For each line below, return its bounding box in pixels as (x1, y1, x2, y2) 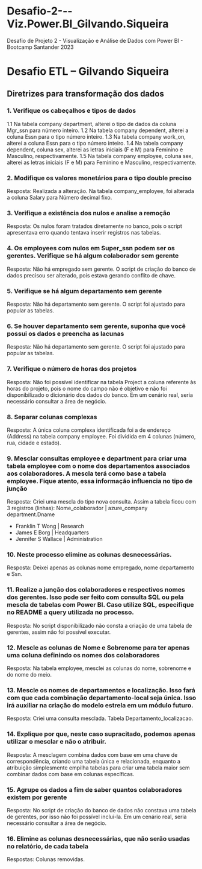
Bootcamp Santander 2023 (7, 43, 74, 51)
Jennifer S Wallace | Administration (15, 536, 103, 543)
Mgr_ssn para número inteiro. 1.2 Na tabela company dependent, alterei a (7, 127, 189, 134)
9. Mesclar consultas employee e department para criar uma (7, 454, 187, 463)
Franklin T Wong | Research (15, 523, 85, 530)
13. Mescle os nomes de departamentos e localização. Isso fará (7, 686, 195, 694)
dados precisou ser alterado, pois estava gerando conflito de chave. (7, 271, 176, 279)
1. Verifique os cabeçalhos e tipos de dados (7, 107, 136, 115)
